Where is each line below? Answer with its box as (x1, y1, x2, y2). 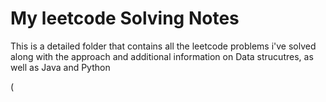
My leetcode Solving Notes (10, 7, 240, 30)
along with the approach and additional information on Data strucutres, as (10, 50, 314, 62)
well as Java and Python (10, 61, 111, 73)
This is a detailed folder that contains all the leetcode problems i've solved (10, 40, 317, 52)
